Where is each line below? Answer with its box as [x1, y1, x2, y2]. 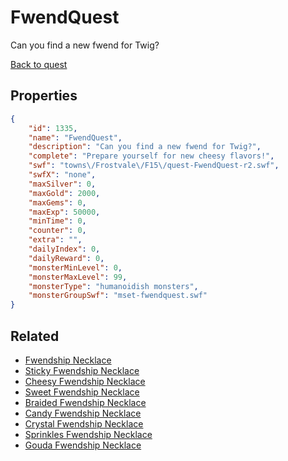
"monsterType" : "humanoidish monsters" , [28, 281, 199, 291]
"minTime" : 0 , [28, 216, 87, 226]
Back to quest [10, 58, 68, 70]
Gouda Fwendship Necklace [24, 439, 142, 451]
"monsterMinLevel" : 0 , [28, 262, 123, 273]
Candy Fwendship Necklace [24, 407, 142, 419]
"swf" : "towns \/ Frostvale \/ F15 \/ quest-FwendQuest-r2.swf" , [28, 161, 280, 171]
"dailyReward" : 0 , [28, 253, 105, 263]
